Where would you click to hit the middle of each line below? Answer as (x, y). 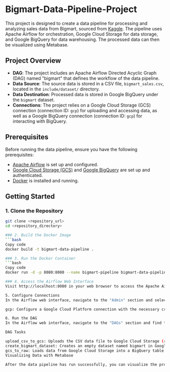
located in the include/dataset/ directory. (56, 89)
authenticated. (28, 175)
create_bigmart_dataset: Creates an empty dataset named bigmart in (79, 346)
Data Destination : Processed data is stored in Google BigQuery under (85, 94)
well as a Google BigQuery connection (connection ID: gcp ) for (77, 116)
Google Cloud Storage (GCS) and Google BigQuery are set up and (81, 170)
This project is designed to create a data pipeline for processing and (76, 23)
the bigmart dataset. (33, 100)
